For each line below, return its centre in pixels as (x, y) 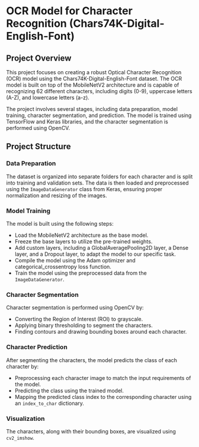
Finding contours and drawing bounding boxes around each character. (101, 332)
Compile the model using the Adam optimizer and (75, 260)
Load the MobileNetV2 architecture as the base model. (81, 235)
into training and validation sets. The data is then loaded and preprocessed (97, 183)
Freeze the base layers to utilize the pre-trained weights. (84, 241)
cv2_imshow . (20, 438)
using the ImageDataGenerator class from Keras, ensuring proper (84, 189)
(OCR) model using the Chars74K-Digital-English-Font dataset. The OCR (94, 79)
